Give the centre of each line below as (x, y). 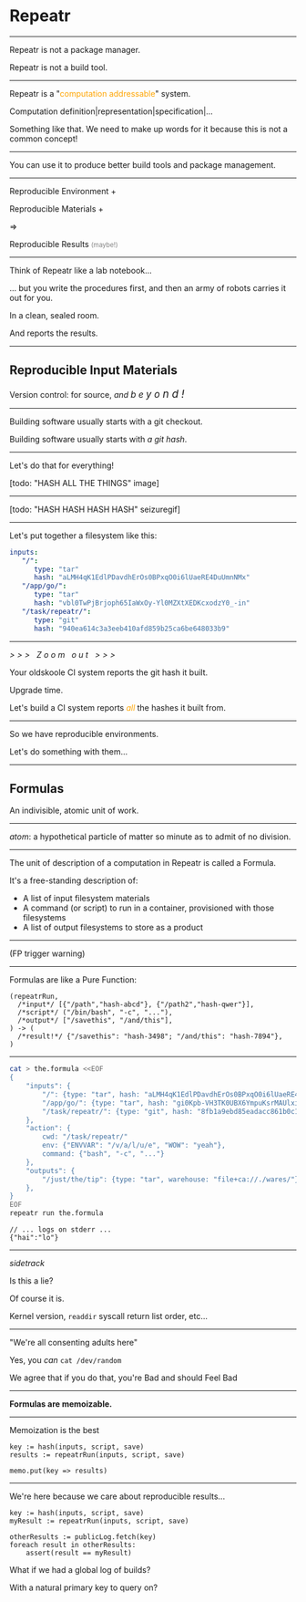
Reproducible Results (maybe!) (64, 244)
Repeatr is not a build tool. (58, 67)
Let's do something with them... (69, 751)
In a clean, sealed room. (55, 315)
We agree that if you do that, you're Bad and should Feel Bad (124, 1378)
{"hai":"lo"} (34, 1238)
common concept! (44, 139)
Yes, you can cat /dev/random (66, 1360)
